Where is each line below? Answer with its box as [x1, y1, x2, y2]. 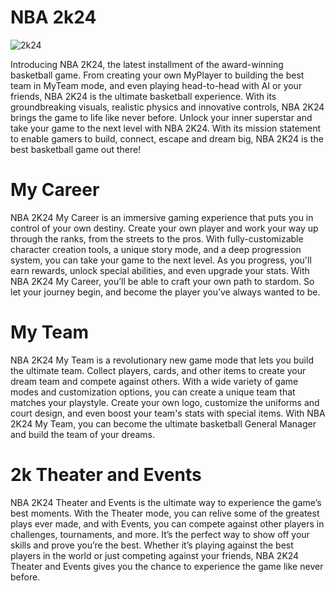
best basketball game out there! [10, 143, 142, 155]
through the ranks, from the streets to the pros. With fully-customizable [10, 232, 304, 245]
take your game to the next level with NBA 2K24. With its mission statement [10, 122, 322, 134]
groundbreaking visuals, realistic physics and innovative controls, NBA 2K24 [10, 101, 325, 113]
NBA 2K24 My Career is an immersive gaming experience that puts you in [10, 211, 314, 223]
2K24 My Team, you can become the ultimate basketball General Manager [10, 417, 317, 430]
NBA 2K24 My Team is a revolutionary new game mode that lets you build [10, 354, 314, 366]
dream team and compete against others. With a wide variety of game [10, 375, 299, 387]
